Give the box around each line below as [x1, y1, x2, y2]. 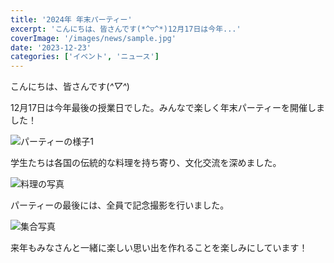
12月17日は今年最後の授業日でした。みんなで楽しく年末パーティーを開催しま [10, 102, 326, 114]
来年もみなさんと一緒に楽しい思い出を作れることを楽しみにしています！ [10, 242, 308, 254]
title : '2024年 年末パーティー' [10, 14, 133, 25]
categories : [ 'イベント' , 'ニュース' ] [10, 52, 160, 62]
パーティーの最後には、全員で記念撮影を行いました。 [10, 199, 230, 211]
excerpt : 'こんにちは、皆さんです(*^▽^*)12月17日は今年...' [10, 24, 242, 34]
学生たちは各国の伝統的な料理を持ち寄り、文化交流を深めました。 [10, 157, 282, 169]
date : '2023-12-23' [10, 42, 92, 53]
